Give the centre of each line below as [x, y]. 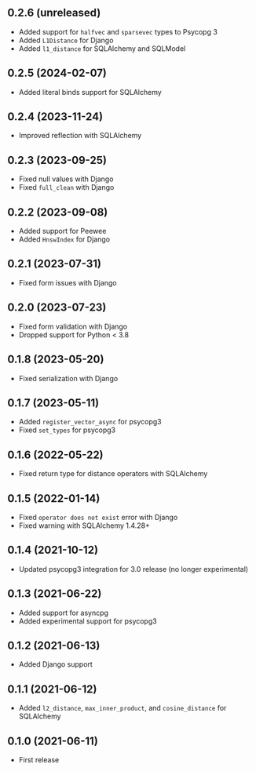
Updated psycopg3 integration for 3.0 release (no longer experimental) [133, 569]
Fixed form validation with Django [73, 326]
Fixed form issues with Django [68, 282]
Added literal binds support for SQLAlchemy [90, 92]
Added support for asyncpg [64, 613]
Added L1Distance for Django [66, 40]
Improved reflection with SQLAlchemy [80, 136]
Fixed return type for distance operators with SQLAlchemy [113, 474]
